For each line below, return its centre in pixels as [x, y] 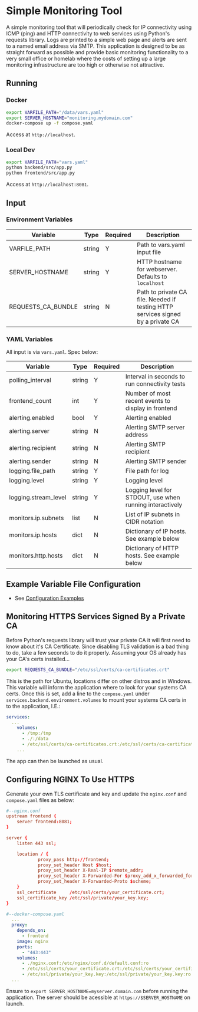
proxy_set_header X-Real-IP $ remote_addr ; [90, 870]
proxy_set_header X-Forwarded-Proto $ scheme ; [94, 882]
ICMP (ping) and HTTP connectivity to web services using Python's [88, 33]
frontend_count [30, 401]
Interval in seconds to [156, 377]
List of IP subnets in [153, 514]
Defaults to [152, 277]
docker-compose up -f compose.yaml [50, 123]
